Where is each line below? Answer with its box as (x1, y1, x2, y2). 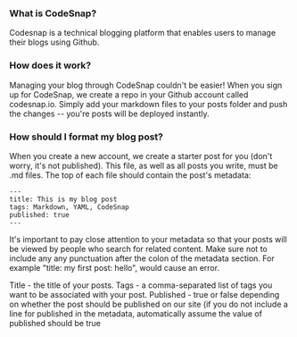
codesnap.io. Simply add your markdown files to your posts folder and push (9, 98, 288, 109)
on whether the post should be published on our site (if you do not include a (9, 299, 288, 309)
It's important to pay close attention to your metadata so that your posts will (9, 233, 287, 244)
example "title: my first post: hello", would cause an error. (9, 262, 220, 273)
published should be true (9, 317, 101, 328)
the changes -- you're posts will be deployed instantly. (9, 108, 210, 119)
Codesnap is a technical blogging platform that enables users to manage (9, 28, 276, 38)
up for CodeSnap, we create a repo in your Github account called (9, 88, 249, 100)
